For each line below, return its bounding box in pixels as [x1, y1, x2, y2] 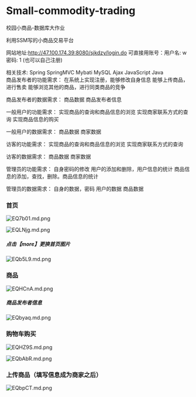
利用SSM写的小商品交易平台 [6, 36, 74, 43]
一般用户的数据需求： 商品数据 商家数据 [6, 128, 101, 135]
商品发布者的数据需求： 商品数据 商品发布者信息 [6, 95, 122, 103]
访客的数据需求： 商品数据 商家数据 [6, 153, 91, 160]
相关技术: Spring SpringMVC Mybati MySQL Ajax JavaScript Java [6, 69, 164, 76]
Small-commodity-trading [6, 4, 136, 18]
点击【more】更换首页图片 [6, 240, 70, 247]
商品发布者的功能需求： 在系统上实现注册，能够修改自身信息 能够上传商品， [6, 76, 188, 83]
